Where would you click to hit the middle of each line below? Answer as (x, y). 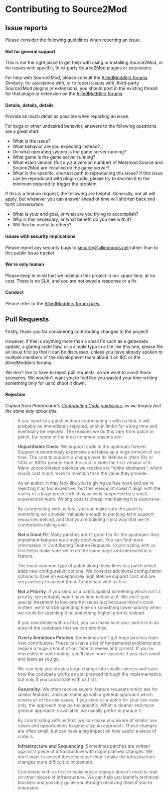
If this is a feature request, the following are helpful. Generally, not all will (80, 194)
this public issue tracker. (30, 253)
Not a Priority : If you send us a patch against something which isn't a (89, 591)
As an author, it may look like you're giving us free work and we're (86, 483)
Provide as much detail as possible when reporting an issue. (67, 116)
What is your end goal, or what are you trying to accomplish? (75, 214)
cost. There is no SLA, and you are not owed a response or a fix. (71, 281)
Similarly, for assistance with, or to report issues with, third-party (72, 83)
